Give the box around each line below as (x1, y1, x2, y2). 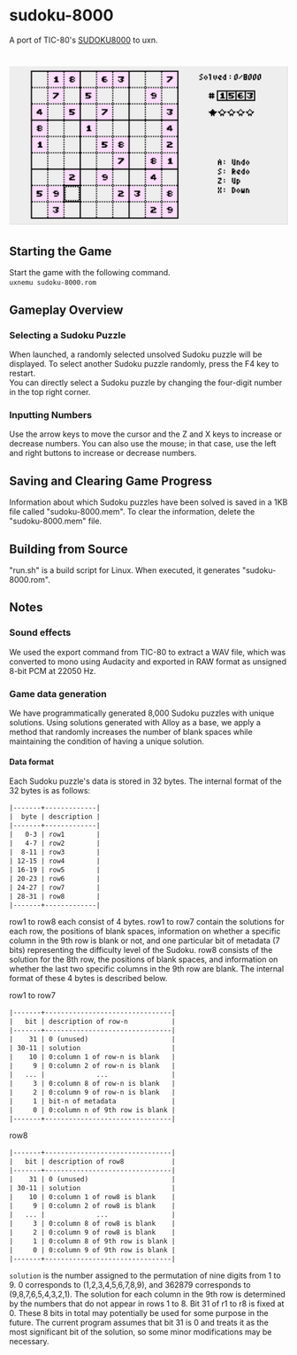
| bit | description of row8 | (9, 1158, 176, 1166)
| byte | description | (9, 812, 101, 822)
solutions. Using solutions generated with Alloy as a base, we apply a (9, 717, 261, 727)
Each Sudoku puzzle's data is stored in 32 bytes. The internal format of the (9, 776, 282, 786)
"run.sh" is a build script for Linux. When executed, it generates (9, 565, 240, 576)
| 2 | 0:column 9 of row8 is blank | (9, 1228, 176, 1237)
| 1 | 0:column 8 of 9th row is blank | (9, 1237, 176, 1246)
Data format (9, 756, 55, 767)
